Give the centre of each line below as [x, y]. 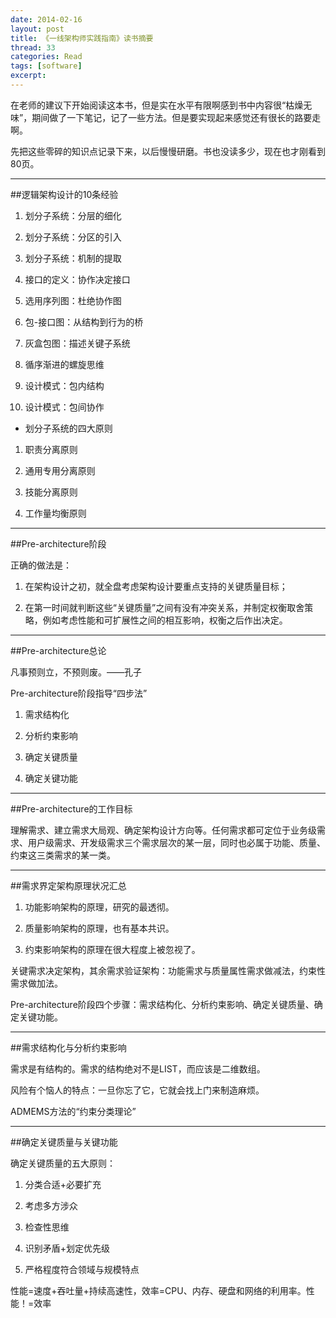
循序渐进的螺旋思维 [64, 364]
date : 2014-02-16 [46, 19]
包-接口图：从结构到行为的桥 [84, 322]
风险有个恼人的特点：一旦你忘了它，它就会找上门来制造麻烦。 [137, 1090]
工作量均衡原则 [55, 513]
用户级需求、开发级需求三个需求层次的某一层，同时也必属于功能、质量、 [176, 842]
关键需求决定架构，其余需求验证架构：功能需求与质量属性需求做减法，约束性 [168, 970]
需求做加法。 [36, 983]
